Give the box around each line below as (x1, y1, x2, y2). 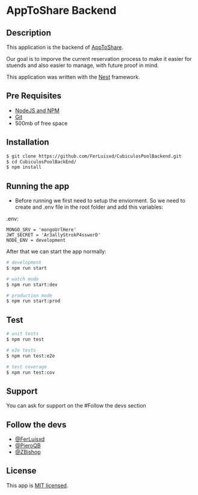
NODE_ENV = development (6, 238, 66, 244)
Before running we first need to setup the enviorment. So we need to (14, 197, 185, 204)
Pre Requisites (6, 91, 62, 101)
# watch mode (6, 276, 39, 282)
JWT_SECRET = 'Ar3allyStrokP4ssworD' (6, 232, 101, 238)
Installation (6, 137, 49, 148)
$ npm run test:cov (6, 369, 55, 376)
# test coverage (6, 364, 47, 370)
